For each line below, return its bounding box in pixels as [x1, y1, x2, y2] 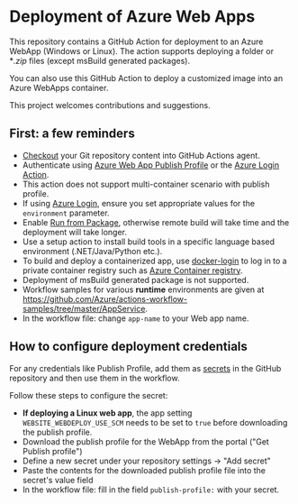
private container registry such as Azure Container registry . [22, 264, 243, 276]
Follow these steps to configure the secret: [9, 389, 168, 400]
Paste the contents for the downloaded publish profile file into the [22, 464, 266, 475]
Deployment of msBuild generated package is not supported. [22, 274, 249, 285]
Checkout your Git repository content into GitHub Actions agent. [22, 150, 261, 160]
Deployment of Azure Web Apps [9, 6, 256, 27]
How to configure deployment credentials [9, 339, 248, 354]
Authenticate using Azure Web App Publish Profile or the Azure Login [22, 160, 280, 170]
